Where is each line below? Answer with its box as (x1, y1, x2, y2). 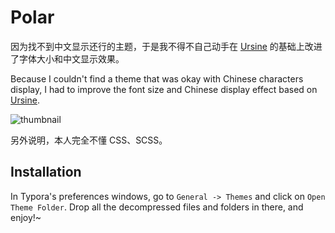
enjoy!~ (10, 211, 42, 223)
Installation (10, 164, 82, 181)
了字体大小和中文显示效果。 (10, 52, 125, 65)
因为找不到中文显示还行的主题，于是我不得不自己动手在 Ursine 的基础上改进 (10, 40, 323, 52)
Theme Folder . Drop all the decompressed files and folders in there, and (10, 201, 304, 213)
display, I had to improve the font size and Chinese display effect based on (10, 83, 318, 95)
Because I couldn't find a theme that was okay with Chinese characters (10, 72, 304, 85)
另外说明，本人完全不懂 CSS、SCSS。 (10, 134, 168, 146)
